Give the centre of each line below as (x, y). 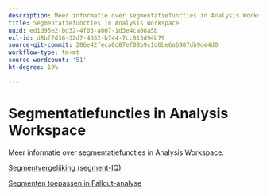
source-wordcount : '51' (48, 60)
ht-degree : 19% (33, 67)
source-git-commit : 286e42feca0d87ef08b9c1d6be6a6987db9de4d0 (113, 45)
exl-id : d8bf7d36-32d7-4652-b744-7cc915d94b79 (87, 38)
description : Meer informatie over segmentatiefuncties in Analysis (124, 15)
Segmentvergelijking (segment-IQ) (65, 167)
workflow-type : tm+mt (44, 52)
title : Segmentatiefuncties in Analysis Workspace (94, 23)
